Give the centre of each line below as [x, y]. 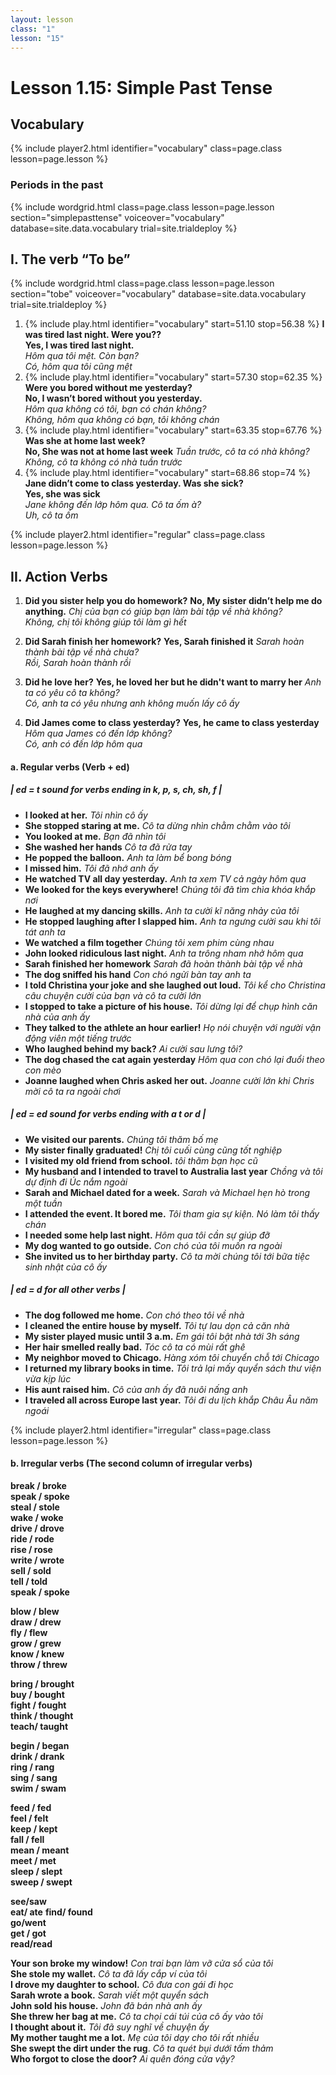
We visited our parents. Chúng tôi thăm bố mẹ [121, 1139]
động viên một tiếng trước [78, 1038]
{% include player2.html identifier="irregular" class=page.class [141, 1430]
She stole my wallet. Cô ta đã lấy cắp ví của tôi [109, 1974]
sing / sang [34, 1777]
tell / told [29, 1581]
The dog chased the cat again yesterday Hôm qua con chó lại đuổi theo [174, 1059]
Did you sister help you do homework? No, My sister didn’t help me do [173, 601]
